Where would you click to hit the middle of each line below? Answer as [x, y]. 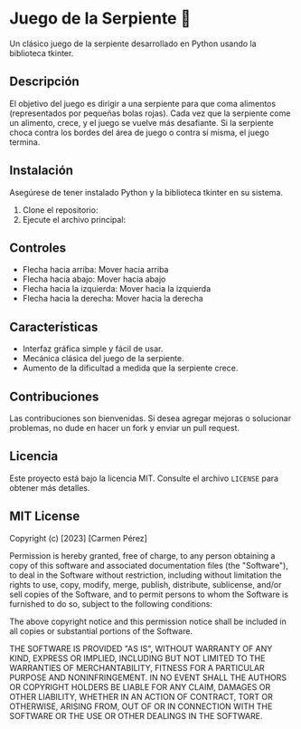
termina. [25, 142]
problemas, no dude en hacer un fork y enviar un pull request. [125, 428]
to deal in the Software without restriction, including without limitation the [146, 575]
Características [54, 326]
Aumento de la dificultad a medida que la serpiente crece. [130, 368]
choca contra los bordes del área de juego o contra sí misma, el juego [139, 132]
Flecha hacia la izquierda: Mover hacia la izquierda [117, 289]
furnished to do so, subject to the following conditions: [111, 604]
